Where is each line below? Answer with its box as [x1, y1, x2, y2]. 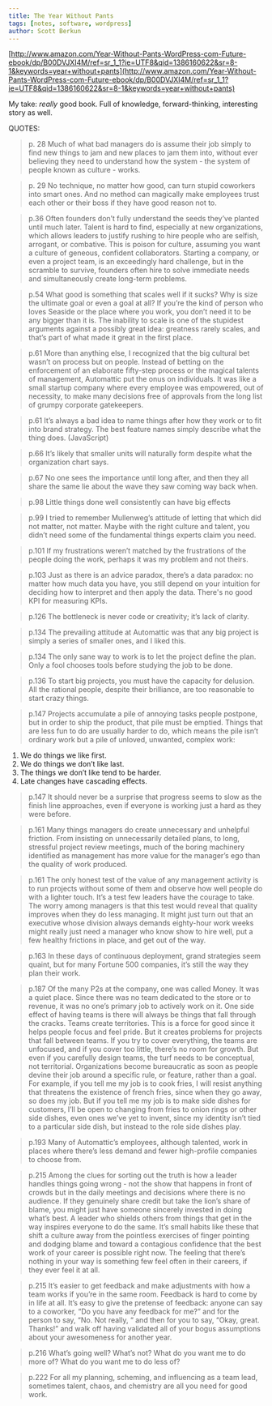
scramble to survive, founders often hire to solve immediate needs [28, 265, 250, 276]
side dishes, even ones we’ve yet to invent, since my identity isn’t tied [28, 1113, 261, 1123]
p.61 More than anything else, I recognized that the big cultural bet [28, 348, 250, 358]
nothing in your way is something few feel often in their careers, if [28, 1257, 248, 1267]
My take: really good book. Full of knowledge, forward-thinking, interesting [8, 99, 258, 109]
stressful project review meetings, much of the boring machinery [28, 842, 245, 852]
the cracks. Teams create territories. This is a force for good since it [28, 1019, 255, 1028]
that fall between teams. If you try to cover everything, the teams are [28, 1036, 257, 1045]
